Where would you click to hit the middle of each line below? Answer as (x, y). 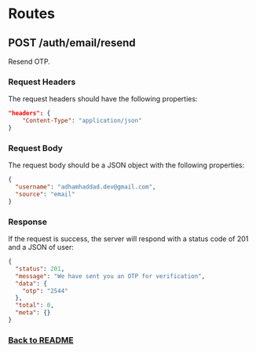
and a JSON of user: (41, 247)
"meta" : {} (33, 313)
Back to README (41, 340)
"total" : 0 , (35, 306)
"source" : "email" (46, 194)
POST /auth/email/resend (72, 43)
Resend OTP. (29, 61)
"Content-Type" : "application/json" (82, 121)
